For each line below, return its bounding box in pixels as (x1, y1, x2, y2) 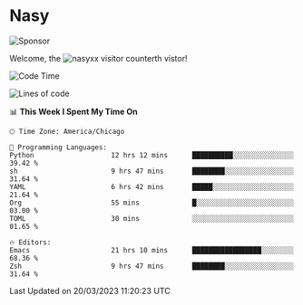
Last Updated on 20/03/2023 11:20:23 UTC (9, 285, 171, 296)
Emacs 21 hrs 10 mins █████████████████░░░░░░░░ (9, 245, 295, 254)
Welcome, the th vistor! (9, 52, 188, 63)
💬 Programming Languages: (9, 142, 107, 152)
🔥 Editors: (9, 237, 52, 247)
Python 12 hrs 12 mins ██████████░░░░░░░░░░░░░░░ (9, 150, 295, 159)
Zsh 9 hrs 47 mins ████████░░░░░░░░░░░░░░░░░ (9, 262, 295, 271)
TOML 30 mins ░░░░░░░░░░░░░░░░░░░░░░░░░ (9, 214, 295, 223)
